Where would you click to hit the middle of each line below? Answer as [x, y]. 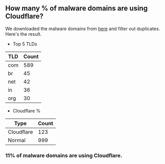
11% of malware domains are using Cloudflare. [64, 155]
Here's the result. [23, 34]
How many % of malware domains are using [77, 8]
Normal [17, 140]
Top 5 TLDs [25, 44]
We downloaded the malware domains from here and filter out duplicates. [83, 29]
